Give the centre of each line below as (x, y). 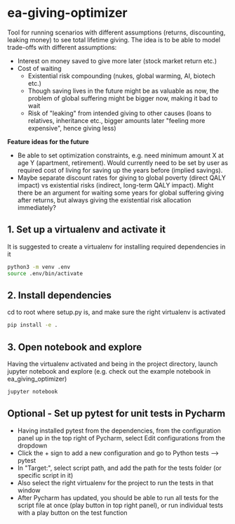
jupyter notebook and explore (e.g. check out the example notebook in (109, 371)
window (29, 490)
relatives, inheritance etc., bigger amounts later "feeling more (116, 120)
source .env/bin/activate (45, 273)
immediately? (36, 207)
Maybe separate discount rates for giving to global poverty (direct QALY (121, 178)
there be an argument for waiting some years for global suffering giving (121, 192)
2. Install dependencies (60, 295)
